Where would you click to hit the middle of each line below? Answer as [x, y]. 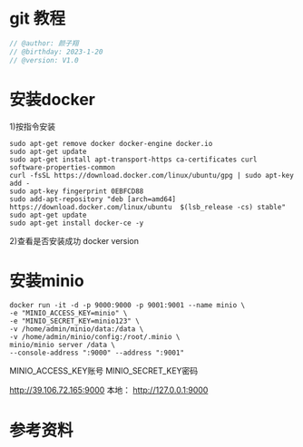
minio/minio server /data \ [63, 345]
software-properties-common [63, 167]
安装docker [52, 99]
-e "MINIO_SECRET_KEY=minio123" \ [75, 321]
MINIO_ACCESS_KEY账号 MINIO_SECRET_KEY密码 [104, 371]
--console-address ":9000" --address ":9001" [97, 353]
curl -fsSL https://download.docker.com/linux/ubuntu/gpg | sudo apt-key [152, 175]
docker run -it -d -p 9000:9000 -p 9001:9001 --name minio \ [127, 306]
